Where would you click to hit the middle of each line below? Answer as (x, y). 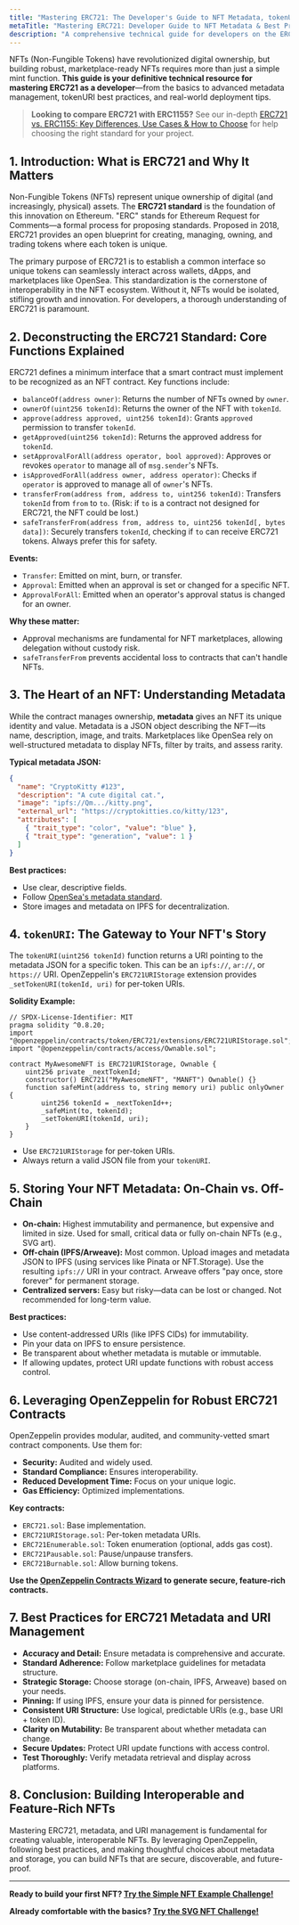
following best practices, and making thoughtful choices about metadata (142, 1849)
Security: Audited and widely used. (87, 1462)
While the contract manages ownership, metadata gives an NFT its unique (145, 716)
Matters (32, 175)
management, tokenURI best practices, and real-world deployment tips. (140, 97)
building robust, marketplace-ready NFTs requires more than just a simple (145, 69)
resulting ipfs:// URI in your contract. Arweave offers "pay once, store (152, 1272)
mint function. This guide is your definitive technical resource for (131, 78)
